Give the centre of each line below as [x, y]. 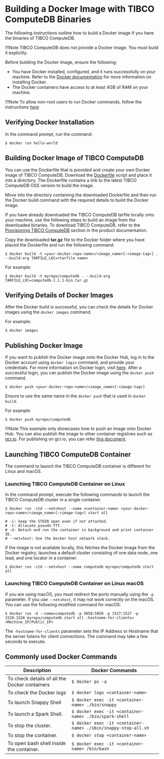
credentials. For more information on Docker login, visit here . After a [73, 368]
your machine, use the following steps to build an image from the [70, 220]
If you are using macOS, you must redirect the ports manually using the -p [79, 594]
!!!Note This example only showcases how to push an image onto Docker [78, 429]
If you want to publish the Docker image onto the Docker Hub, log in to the [80, 357]
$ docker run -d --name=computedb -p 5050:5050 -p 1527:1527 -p [72, 614]
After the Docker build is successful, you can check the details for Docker [79, 307]
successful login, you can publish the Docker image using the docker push [80, 373]
